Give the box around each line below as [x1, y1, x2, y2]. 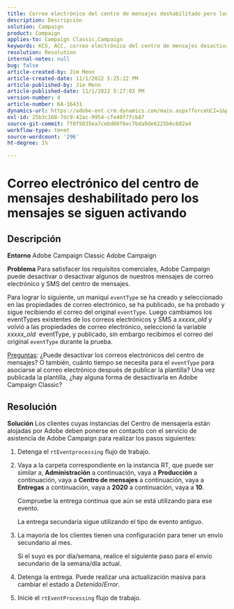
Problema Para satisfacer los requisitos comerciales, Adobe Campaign [7, 265, 210, 274]
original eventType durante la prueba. [7, 338, 113, 346]
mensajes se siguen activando [7, 205, 187, 221]
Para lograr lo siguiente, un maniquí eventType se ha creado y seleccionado [7, 293, 223, 301]
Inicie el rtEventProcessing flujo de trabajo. [17, 593, 141, 602]
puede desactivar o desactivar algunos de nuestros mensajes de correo [7, 272, 214, 280]
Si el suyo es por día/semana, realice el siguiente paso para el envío [17, 551, 212, 560]
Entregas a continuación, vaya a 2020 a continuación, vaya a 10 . [17, 483, 205, 491]
